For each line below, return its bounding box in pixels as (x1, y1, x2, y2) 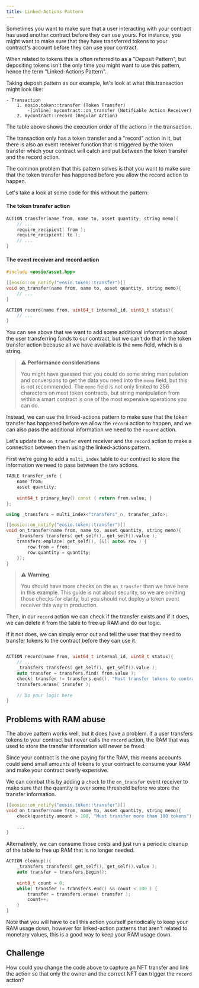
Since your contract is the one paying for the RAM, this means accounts (6, 754, 182, 761)
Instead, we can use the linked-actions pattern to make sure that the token (6, 413, 188, 421)
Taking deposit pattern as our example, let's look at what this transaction (6, 79, 184, 86)
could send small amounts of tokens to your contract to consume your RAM (6, 761, 191, 768)
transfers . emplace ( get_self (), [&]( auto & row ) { (17, 538, 147, 545)
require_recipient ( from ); (17, 226, 86, 233)
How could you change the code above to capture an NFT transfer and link (6, 964, 189, 971)
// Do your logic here (17, 692, 73, 698)
